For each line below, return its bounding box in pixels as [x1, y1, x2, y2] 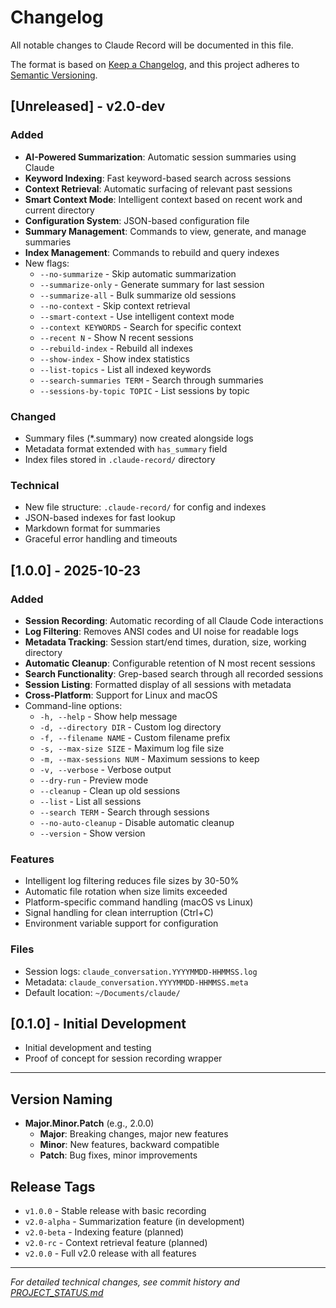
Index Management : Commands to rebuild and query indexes [24, 246, 280, 258]
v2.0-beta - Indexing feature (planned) [24, 1226, 185, 1238]
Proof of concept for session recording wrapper [24, 1052, 223, 1065]
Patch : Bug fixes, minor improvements [39, 1149, 198, 1161]
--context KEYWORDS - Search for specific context [39, 321, 242, 333]
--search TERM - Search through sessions [39, 806, 210, 818]
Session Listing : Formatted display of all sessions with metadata [24, 678, 292, 690]
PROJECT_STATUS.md [10, 1286, 104, 1298]
